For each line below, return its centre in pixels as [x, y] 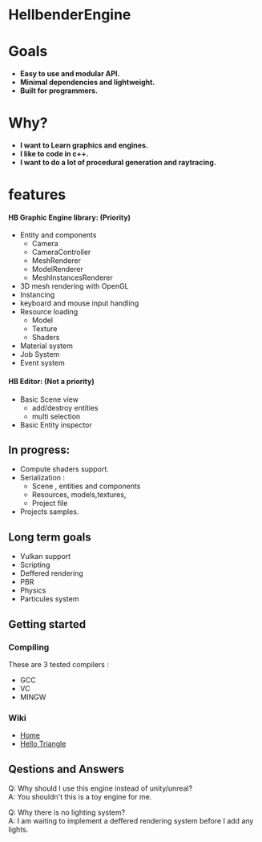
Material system [46, 346]
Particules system [49, 599]
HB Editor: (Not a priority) [51, 382]
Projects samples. [49, 512]
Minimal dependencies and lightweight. [87, 83]
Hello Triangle [43, 744]
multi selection [56, 416]
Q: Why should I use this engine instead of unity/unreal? [101, 788]
